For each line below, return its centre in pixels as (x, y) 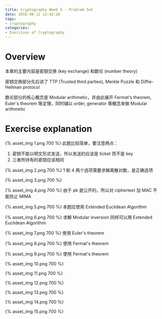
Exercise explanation (49, 129)
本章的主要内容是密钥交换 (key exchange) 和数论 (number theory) (71, 71)
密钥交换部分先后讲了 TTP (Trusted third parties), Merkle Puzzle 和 (72, 81)
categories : (17, 28)
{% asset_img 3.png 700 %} (34, 180)
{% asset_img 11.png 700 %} (34, 273)
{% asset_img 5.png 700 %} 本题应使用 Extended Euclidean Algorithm (76, 207)
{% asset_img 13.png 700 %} (34, 292)
